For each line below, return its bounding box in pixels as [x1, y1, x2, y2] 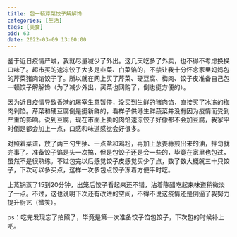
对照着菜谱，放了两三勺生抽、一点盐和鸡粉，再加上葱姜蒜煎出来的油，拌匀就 [7, 139, 230, 148]
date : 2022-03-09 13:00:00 [7, 37, 87, 44]
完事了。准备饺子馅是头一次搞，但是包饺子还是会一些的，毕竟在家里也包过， [7, 148, 230, 157]
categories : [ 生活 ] [7, 17, 63, 24]
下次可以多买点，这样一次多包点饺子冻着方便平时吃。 [19, 166, 174, 174]
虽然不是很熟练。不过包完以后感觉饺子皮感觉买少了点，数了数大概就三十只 [7, 157, 224, 165]
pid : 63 [7, 30, 30, 37]
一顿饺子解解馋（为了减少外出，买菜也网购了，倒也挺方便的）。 [7, 83, 190, 91]
